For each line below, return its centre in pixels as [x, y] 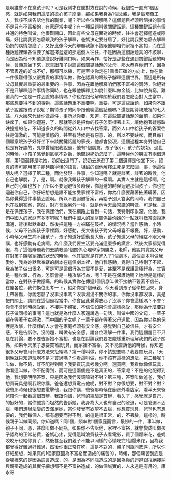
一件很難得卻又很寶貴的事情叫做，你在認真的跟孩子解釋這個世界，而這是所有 [85, 77]
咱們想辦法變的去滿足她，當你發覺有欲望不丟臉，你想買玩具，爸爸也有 [88, 409]
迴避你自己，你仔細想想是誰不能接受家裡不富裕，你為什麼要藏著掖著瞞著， [83, 192]
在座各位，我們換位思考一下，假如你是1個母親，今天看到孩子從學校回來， [82, 288]
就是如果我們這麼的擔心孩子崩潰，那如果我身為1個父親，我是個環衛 [84, 14]
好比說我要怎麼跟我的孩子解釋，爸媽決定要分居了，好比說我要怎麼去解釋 [90, 39]
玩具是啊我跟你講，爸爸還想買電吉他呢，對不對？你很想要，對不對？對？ [90, 383]
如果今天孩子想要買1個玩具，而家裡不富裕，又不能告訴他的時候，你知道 [89, 345]
